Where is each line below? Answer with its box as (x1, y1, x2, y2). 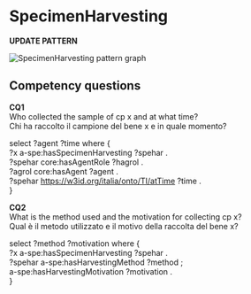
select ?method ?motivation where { (9, 237, 140, 249)
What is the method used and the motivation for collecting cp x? (9, 211, 242, 222)
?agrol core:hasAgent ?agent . (9, 166, 119, 176)
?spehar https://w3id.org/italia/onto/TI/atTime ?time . (9, 175, 202, 186)
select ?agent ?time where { (9, 137, 110, 148)
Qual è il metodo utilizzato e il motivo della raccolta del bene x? (9, 220, 239, 231)
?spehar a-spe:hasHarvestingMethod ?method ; (9, 257, 184, 267)
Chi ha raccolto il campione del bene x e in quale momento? (9, 120, 227, 131)
